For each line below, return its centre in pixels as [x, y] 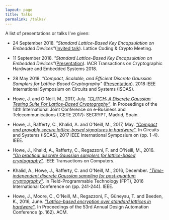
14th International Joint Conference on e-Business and [69, 109]
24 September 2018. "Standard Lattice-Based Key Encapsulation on [83, 43]
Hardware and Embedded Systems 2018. [55, 69]
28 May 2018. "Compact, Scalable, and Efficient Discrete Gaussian [82, 79]
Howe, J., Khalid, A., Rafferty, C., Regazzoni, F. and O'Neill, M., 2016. [83, 150]
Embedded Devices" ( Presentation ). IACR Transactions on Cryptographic [87, 64]
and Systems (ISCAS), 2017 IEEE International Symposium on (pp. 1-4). [86, 135]
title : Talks [19, 15]
